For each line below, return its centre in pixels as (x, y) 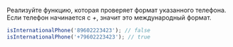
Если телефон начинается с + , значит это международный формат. (109, 18)
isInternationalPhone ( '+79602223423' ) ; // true (79, 37)
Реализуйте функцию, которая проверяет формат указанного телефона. (116, 10)
